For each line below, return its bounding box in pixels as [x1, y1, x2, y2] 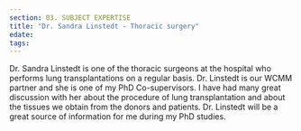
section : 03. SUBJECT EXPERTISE [9, 13, 131, 23]
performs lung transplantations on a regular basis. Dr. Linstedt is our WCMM [9, 73, 293, 84]
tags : [9, 38, 30, 48]
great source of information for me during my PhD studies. [9, 111, 227, 122]
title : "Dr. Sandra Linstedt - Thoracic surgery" [9, 22, 200, 31]
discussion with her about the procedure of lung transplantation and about [9, 92, 286, 103]
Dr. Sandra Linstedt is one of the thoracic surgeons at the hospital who [9, 63, 272, 74]
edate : [9, 30, 34, 39]
